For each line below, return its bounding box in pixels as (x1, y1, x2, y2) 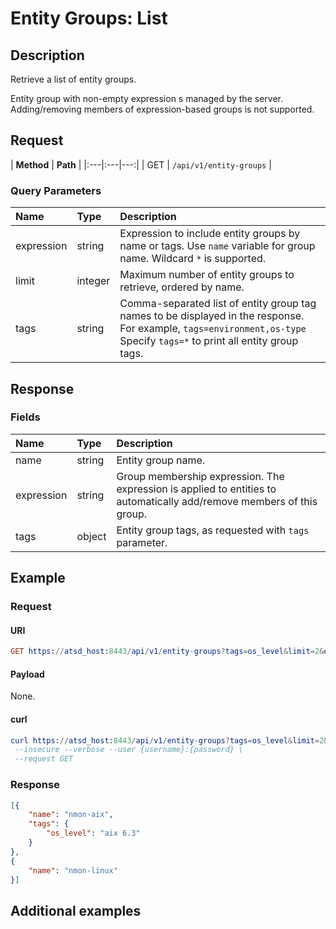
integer (76, 274, 111, 288)
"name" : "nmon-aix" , (28, 810, 114, 820)
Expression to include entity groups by (119, 227, 301, 241)
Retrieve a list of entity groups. (10, 73, 137, 85)
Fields (10, 410, 41, 424)
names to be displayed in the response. (119, 309, 305, 323)
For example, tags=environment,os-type (119, 322, 307, 336)
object (76, 529, 107, 543)
